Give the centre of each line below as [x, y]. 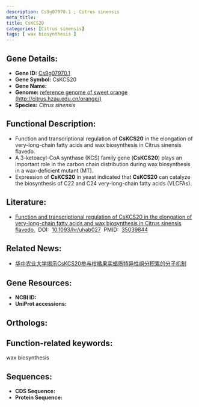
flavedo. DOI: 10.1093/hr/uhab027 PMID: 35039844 [81, 229]
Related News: [34, 248]
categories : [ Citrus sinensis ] [45, 29]
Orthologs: [27, 323]
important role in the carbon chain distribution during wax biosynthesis [103, 164]
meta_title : [21, 17]
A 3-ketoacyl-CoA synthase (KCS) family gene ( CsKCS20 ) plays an [98, 158]
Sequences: [29, 377]
